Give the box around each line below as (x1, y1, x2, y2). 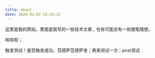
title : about (5, 7, 32, 12)
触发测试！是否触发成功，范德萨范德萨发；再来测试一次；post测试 (5, 47, 140, 53)
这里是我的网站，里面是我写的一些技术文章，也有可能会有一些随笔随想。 (5, 26, 153, 32)
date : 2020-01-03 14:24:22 (5, 12, 61, 17)
